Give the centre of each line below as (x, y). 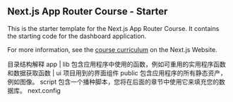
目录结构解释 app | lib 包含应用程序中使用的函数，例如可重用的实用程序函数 (116, 64)
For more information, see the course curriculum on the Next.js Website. (112, 49)
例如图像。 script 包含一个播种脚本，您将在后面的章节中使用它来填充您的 (113, 82)
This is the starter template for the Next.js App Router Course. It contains (113, 28)
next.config (44, 90)
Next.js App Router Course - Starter (88, 12)
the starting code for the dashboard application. (77, 36)
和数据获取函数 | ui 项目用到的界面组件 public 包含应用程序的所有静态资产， (117, 72)
